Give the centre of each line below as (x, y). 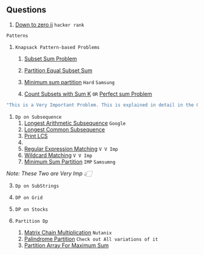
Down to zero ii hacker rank (50, 24)
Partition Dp (32, 221)
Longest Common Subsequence (64, 129)
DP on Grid (29, 197)
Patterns (17, 36)
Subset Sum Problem (50, 58)
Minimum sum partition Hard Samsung (70, 82)
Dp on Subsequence (38, 117)
